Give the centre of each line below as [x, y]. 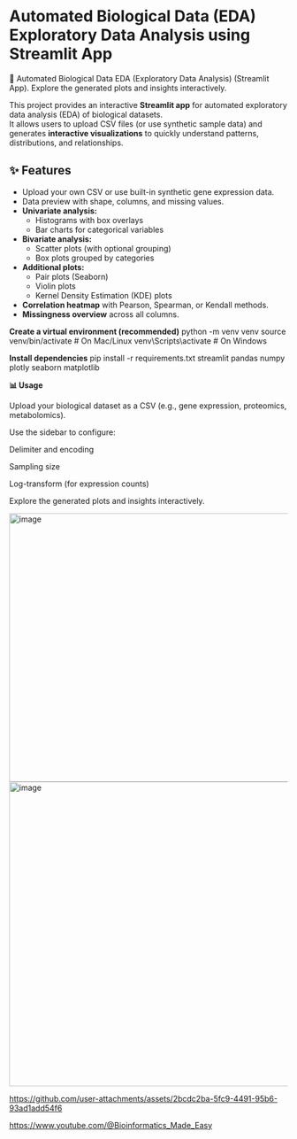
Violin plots [56, 286]
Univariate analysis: [59, 211]
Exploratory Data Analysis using [129, 35]
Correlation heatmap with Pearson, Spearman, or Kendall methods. [145, 305]
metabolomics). [38, 415]
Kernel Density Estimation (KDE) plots [103, 295]
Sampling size [34, 466]
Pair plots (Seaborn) [72, 276]
